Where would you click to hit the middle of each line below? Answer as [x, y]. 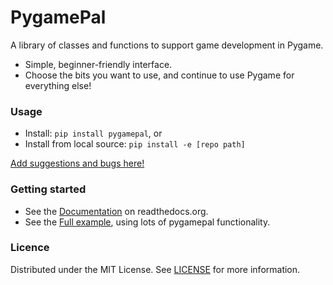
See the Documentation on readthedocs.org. [116, 211]
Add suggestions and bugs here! [77, 163]
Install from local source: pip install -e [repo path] [135, 144]
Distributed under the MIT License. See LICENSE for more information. [155, 269]
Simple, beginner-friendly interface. [98, 64]
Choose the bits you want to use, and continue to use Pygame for [159, 75]
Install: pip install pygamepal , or [93, 133]
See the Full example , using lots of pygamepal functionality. [147, 222]
